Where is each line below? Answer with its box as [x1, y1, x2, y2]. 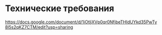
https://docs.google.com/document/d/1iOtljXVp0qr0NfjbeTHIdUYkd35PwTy [5, 19, 157, 25]
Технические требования [5, 3, 115, 14]
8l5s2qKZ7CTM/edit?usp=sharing [5, 24, 73, 30]
